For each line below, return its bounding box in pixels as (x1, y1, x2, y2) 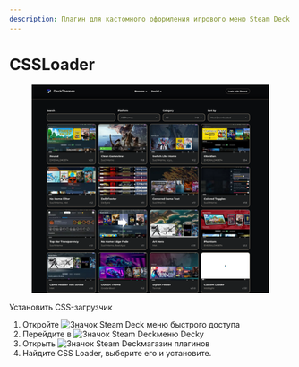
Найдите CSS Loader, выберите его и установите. (21, 347, 212, 358)
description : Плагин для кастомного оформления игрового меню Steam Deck (9, 14, 291, 23)
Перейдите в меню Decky (21, 328, 204, 339)
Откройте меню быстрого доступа (21, 319, 240, 329)
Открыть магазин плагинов (21, 337, 210, 349)
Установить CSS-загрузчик (9, 301, 113, 312)
